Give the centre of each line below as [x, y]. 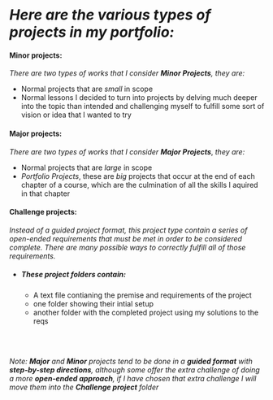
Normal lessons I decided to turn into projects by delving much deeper [139, 98]
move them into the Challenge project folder [84, 387]
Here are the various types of [110, 15]
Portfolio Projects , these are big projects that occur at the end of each [138, 176]
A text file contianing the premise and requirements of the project [143, 295]
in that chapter [45, 193]
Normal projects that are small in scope [87, 89]
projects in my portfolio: [92, 32]
